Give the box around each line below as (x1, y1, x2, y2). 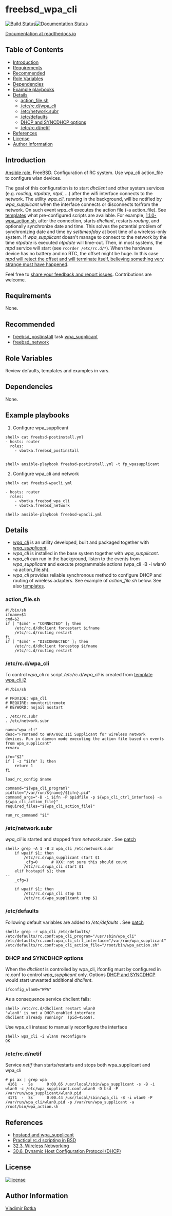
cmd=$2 (5, 616, 20, 622)
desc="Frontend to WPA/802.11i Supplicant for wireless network (5, 732, 146, 737)
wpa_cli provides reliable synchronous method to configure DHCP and (12, 572, 162, 578)
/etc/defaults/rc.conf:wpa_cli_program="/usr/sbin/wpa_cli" (5, 934, 137, 939)
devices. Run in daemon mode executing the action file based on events (5, 736, 164, 742)
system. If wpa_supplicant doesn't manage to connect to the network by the (5, 234, 167, 240)
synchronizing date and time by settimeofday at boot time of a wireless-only (5, 229, 167, 235)
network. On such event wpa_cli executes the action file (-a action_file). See (5, 206, 166, 213)
